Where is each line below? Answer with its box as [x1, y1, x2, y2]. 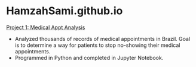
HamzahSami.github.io [6, 4, 123, 18]
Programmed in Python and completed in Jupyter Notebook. [14, 54, 164, 61]
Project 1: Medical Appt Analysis [6, 24, 85, 31]
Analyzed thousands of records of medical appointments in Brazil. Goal [14, 35, 191, 42]
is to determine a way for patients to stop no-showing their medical [14, 42, 180, 49]
